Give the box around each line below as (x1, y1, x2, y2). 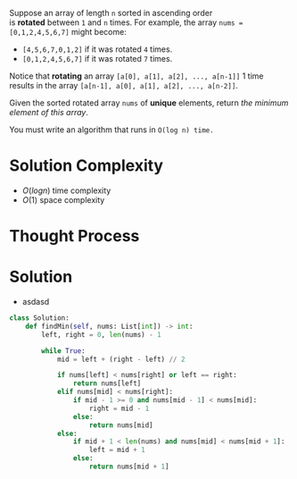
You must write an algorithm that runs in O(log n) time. (9, 124, 214, 135)
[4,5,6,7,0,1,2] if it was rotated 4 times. (21, 44, 173, 55)
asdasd (21, 297, 50, 307)
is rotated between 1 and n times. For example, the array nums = (9, 17, 243, 28)
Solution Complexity (9, 155, 163, 176)
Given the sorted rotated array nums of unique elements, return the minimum (9, 97, 289, 108)
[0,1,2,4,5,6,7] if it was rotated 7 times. (21, 54, 173, 63)
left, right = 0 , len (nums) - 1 (41, 330, 162, 339)
